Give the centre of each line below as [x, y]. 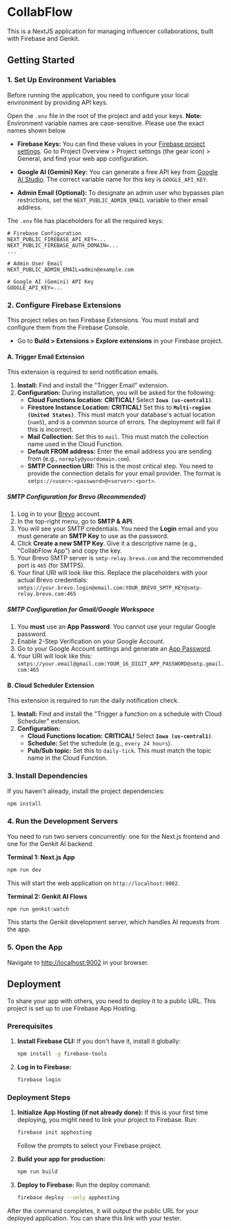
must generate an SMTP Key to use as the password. [93, 536]
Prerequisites [30, 1026]
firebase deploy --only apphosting [68, 1197]
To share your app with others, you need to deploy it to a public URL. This [111, 1001]
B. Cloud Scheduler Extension [51, 685]
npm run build [37, 1172]
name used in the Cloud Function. [75, 444]
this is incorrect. [50, 430]
